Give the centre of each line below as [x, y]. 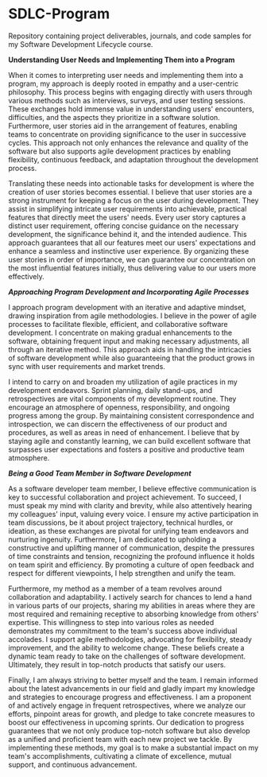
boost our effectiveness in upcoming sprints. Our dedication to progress [126, 722]
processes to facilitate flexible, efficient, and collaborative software [118, 324]
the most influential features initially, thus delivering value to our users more [132, 268]
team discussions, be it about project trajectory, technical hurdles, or [121, 523]
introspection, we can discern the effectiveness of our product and [118, 424]
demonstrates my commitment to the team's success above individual [123, 631]
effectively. [27, 276]
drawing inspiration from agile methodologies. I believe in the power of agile [132, 316]
